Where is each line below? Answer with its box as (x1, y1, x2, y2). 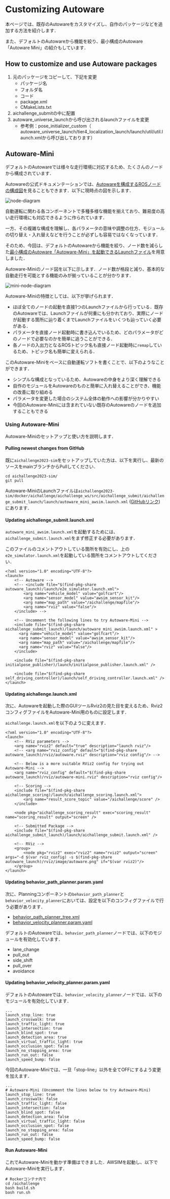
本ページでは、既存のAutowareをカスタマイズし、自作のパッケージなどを (5, 21, 159, 27)
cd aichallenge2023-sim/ (5, 474, 58, 479)
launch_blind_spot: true (5, 1030, 58, 1035)
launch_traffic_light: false (5, 1101, 67, 1106)
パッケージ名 (20, 80, 47, 86)
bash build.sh (5, 1186, 36, 1191)
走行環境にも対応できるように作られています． (9, 214, 108, 220)
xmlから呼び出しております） (35, 134, 95, 140)
